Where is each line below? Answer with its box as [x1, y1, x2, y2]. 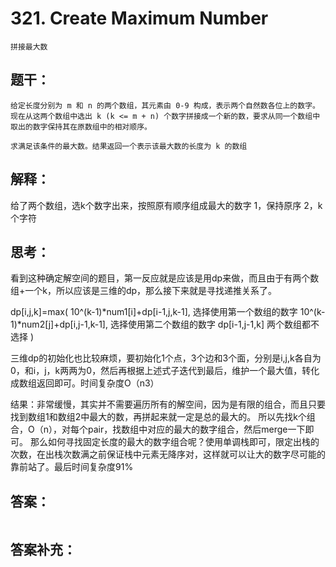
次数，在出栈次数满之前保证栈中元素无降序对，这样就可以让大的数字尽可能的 [10, 448, 326, 461]
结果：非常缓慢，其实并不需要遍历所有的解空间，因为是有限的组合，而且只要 [10, 398, 326, 411]
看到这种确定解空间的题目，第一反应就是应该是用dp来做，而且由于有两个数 [10, 272, 320, 284]
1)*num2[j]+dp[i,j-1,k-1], [10, 318, 108, 331]
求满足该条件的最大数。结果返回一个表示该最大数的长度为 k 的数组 [10, 141, 248, 151]
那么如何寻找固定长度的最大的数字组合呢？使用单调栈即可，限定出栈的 [29, 436, 320, 448]
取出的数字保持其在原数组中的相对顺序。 [10, 122, 152, 132]
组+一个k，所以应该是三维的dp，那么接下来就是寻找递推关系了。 [10, 285, 278, 297]
